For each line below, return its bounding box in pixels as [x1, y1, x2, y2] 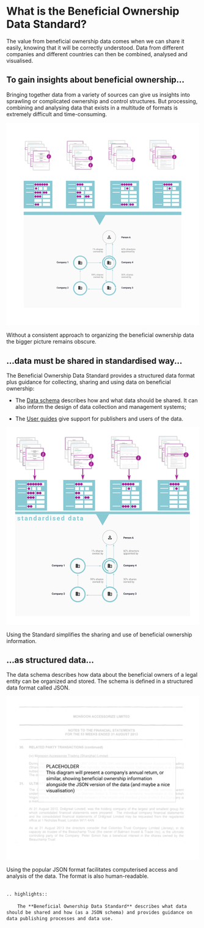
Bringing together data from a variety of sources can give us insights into [6, 90, 191, 98]
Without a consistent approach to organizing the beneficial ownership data [6, 331, 194, 339]
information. [6, 637, 37, 644]
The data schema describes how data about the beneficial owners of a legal [6, 671, 198, 679]
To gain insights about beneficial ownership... [6, 75, 185, 85]
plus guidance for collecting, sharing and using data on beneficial [6, 378, 171, 386]
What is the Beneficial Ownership [6, 4, 180, 18]
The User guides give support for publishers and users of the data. [15, 415, 184, 422]
